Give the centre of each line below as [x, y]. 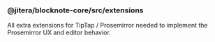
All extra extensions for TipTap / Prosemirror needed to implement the [107, 25]
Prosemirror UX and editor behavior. [59, 32]
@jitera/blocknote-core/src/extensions [75, 10]
